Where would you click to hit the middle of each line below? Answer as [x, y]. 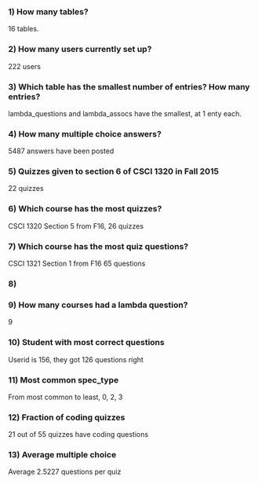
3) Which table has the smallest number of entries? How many [129, 86]
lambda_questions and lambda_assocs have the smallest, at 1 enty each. [125, 113]
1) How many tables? [48, 12]
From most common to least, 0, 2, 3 [65, 397]
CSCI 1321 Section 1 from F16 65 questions [77, 264]
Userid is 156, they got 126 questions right [76, 359]
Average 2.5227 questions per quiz [65, 472]
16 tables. [24, 29]
